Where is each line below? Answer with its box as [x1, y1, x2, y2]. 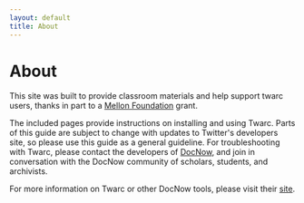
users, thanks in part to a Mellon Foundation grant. [9, 101, 198, 111]
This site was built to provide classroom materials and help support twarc [9, 91, 284, 101]
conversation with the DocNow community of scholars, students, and [9, 156, 269, 168]
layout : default [9, 13, 71, 23]
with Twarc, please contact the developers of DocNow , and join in [9, 147, 256, 158]
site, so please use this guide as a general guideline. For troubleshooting [9, 137, 280, 148]
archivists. [9, 166, 48, 177]
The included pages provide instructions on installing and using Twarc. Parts [9, 118, 296, 129]
